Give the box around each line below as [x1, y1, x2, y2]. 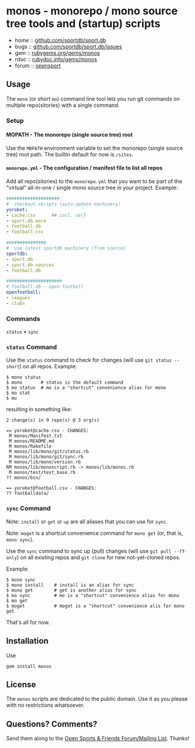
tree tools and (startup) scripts [6, 17, 161, 30]
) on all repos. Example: [19, 363, 77, 370]
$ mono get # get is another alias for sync [6, 587, 137, 593]
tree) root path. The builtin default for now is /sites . [6, 150, 134, 158]
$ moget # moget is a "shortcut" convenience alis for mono [6, 603, 185, 609]
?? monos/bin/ [6, 475, 42, 481]
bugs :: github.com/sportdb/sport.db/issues [14, 43, 122, 50]
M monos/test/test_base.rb [8, 470, 76, 476]
